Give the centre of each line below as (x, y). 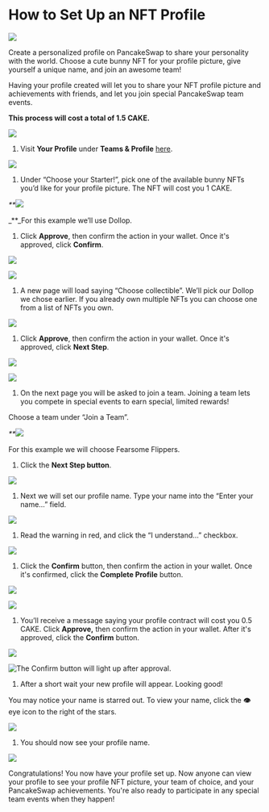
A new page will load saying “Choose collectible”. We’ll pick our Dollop (137, 290)
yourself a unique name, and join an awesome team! (95, 69)
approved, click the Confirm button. (79, 637)
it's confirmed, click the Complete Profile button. (101, 574)
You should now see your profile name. (85, 742)
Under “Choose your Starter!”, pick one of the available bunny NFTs (132, 179)
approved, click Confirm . (62, 245)
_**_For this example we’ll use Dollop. (70, 220)
